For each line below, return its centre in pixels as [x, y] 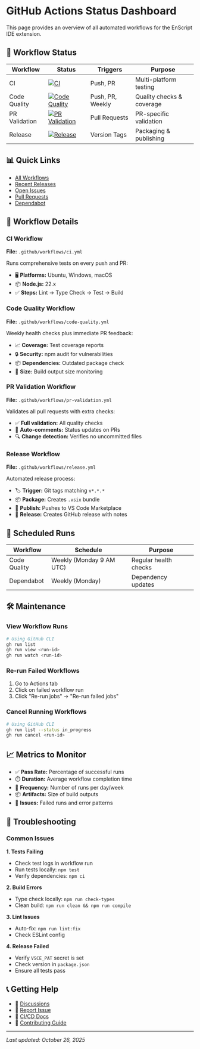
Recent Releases [35, 184]
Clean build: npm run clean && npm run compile [73, 905]
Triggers [110, 69]
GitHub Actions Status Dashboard [91, 11]
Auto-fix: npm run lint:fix [48, 928]
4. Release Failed [28, 946]
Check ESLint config [40, 934]
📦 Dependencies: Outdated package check [69, 363]
